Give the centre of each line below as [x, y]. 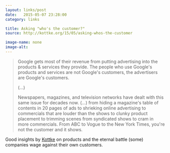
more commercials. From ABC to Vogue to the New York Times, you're [91, 124]
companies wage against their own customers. [54, 144]
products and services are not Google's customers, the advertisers [88, 72]
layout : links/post [26, 10]
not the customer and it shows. [50, 129]
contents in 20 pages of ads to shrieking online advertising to [82, 108]
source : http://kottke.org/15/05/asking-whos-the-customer [69, 33]
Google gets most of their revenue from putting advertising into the [88, 61]
